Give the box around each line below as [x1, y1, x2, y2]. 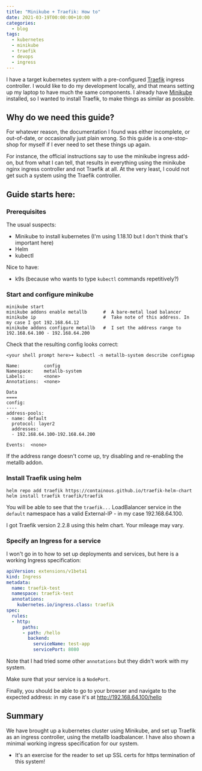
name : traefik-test [11, 585, 61, 591]
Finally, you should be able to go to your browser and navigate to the [6, 687, 176, 695]
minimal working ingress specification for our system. [6, 740, 139, 747]
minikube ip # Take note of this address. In [6, 314, 189, 321]
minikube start [6, 304, 44, 310]
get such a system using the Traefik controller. [6, 172, 121, 179]
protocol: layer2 [11, 421, 55, 427]
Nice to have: [6, 264, 39, 271]
